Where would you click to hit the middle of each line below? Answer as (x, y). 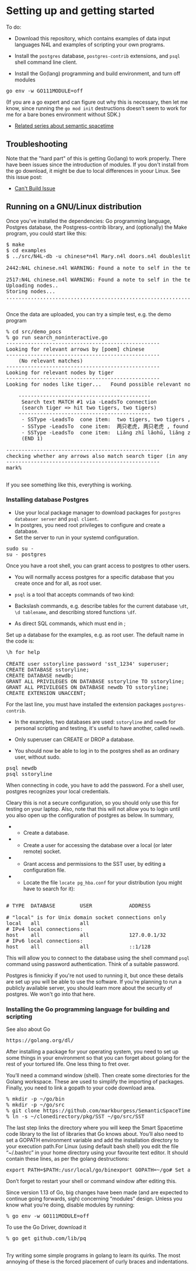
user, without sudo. (38, 757)
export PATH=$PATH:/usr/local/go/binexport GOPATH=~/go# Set (95, 1170)
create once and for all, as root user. (58, 583)
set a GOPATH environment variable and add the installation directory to (92, 1140)
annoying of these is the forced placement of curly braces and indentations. (97, 1262)
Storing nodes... (31, 291)
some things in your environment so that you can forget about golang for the (98, 1058)
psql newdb (22, 768)
